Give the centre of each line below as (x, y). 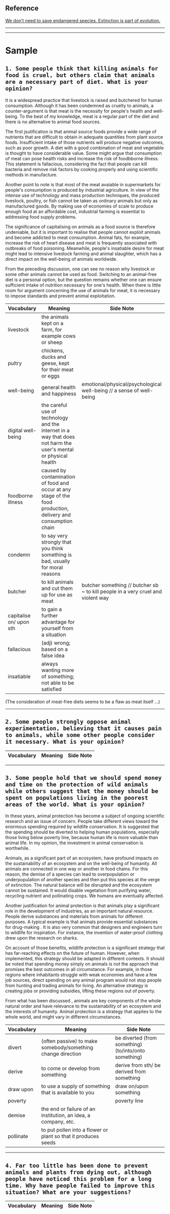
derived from (130, 1071)
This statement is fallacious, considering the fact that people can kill (76, 164)
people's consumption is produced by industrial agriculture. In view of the (82, 190)
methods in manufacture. (31, 175)
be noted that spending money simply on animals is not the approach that (82, 964)
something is (57, 554)
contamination (58, 476)
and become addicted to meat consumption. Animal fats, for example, (78, 237)
